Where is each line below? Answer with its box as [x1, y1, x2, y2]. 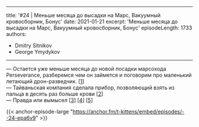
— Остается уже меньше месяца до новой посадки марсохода [6, 66, 166, 72]
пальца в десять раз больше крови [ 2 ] [6, 90, 104, 97]
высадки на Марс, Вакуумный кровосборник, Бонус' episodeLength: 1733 [6, 24, 192, 31]
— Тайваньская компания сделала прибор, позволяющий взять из [6, 84, 175, 91]
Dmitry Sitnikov [14, 42, 52, 49]
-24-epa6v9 [6, 115, 36, 121]
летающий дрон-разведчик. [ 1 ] [6, 78, 85, 84]
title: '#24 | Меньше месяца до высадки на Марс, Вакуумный [6, 12, 161, 18]
